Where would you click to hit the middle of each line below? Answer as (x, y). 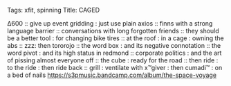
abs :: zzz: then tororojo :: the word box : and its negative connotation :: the (114, 45)
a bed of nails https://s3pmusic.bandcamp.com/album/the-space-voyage (112, 75)
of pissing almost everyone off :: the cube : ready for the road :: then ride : (113, 60)
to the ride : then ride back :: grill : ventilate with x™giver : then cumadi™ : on (115, 68)
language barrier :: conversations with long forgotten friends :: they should (113, 31)
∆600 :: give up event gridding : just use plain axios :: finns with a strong (110, 23)
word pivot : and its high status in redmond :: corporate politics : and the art (114, 53)
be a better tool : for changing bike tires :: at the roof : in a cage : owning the (115, 38)
